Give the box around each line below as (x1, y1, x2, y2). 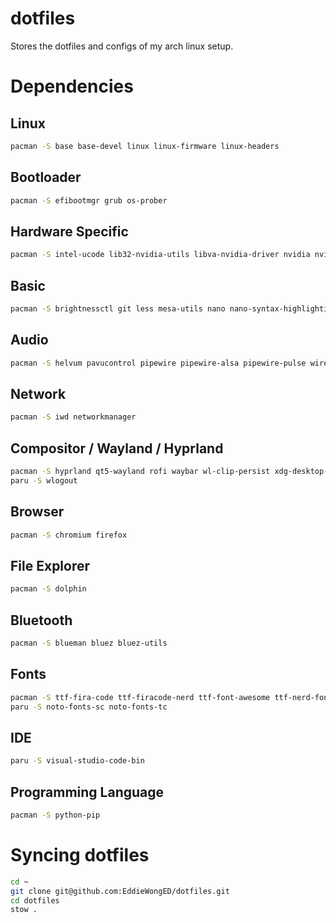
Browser (10, 503, 65, 521)
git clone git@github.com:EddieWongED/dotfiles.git (10, 886, 230, 896)
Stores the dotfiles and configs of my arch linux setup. (10, 40, 234, 52)
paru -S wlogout (10, 475, 78, 486)
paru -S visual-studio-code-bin (10, 756, 145, 766)
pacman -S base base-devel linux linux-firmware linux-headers (10, 141, 280, 151)
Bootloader (10, 169, 82, 186)
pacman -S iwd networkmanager (10, 412, 137, 422)
